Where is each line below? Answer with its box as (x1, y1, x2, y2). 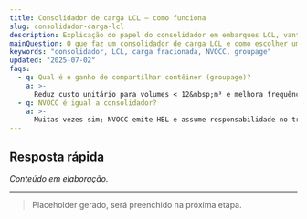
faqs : (9, 65, 30, 74)
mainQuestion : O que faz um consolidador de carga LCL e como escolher (9, 38, 288, 48)
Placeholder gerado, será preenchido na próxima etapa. (31, 199, 242, 210)
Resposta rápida (9, 149, 105, 164)
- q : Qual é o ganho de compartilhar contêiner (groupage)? (17, 73, 251, 82)
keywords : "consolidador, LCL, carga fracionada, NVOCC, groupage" (9, 47, 272, 57)
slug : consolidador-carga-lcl (9, 22, 125, 31)
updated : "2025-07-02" (9, 56, 96, 65)
